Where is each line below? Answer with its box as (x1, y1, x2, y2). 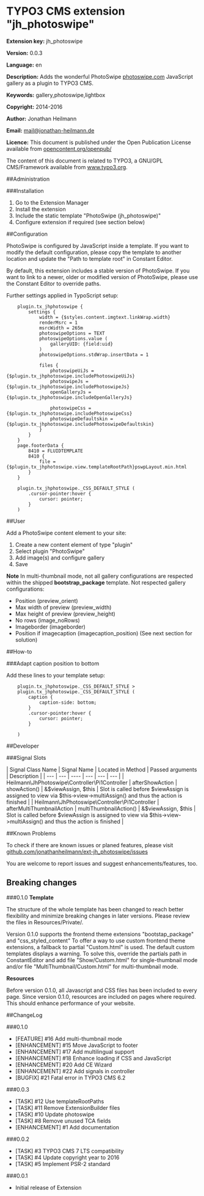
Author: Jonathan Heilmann (6, 115, 77, 122)
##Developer (6, 742, 40, 749)
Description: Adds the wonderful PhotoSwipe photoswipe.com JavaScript (6, 73, 194, 80)
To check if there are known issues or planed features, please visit (6, 841, 173, 848)
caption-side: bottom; (38, 699, 97, 706)
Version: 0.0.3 (6, 49, 43, 56)
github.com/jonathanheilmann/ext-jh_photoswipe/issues (6, 848, 148, 855)
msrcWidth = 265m (38, 325, 84, 331)
